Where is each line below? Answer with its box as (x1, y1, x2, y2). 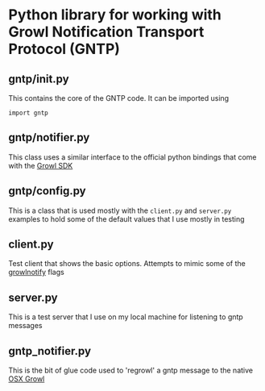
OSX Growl (8, 374, 45, 384)
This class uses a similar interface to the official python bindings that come (8, 152, 257, 162)
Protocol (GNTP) (8, 40, 121, 58)
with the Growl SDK (8, 160, 73, 170)
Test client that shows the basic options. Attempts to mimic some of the (8, 259, 246, 268)
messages (8, 321, 43, 331)
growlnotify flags (8, 268, 64, 277)
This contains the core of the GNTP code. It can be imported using (8, 94, 230, 102)
